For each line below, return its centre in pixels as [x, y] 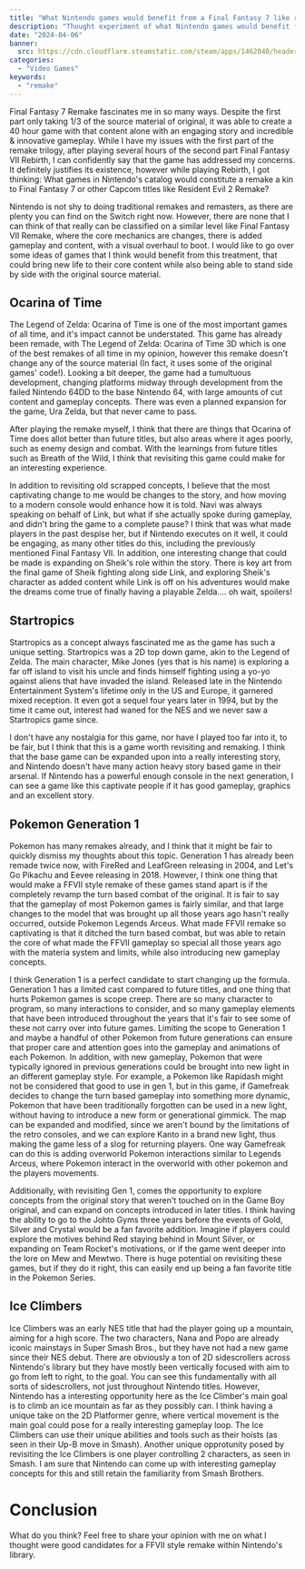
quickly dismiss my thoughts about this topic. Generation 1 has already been [152, 855]
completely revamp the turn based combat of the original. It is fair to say [144, 895]
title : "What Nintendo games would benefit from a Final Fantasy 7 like [150, 18]
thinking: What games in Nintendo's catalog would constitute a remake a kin [151, 179]
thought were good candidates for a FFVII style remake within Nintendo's [146, 1544]
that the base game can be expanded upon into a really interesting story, [145, 757]
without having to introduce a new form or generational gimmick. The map [148, 1115]
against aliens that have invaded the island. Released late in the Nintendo [146, 681]
